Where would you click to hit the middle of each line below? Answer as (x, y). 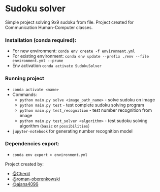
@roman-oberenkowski (36, 179)
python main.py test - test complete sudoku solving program (82, 105)
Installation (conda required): (41, 40)
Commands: (25, 95)
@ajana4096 (25, 184)
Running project (25, 78)
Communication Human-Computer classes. (49, 27)
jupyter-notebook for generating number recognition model (72, 131)
